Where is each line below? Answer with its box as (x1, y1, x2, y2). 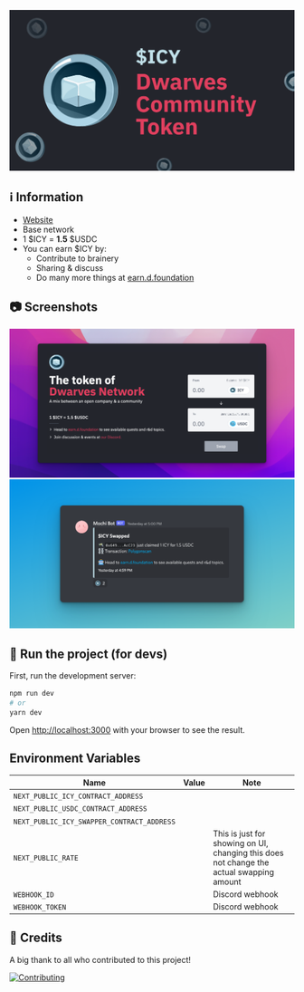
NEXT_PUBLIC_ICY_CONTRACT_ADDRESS (13, 792, 144, 802)
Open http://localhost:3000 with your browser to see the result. (9, 724, 246, 735)
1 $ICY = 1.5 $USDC (22, 233, 98, 245)
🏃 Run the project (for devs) (9, 646, 168, 661)
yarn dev (9, 708, 43, 717)
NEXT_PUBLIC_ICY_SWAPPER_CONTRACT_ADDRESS (13, 817, 176, 826)
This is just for (212, 828, 266, 839)
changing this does (212, 847, 284, 858)
